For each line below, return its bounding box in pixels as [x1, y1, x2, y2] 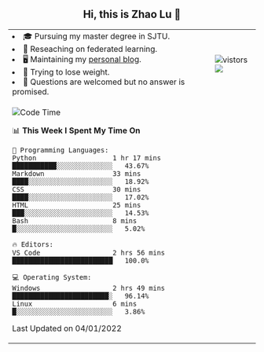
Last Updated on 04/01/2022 [12, 323, 122, 334]
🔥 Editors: [12, 240, 53, 248]
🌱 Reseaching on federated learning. [23, 43, 158, 54]
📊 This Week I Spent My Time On [12, 125, 141, 136]
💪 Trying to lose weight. [23, 66, 110, 77]
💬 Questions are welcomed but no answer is [23, 76, 185, 87]
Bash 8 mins [12, 216, 137, 225]
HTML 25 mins [12, 200, 141, 209]
